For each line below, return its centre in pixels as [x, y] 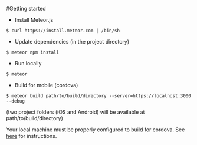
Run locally [28, 63]
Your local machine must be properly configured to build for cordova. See [96, 130]
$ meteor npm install [33, 52]
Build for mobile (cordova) [46, 85]
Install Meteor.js [34, 20]
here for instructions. [32, 136]
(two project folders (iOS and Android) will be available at [75, 112]
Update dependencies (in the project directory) [72, 42]
